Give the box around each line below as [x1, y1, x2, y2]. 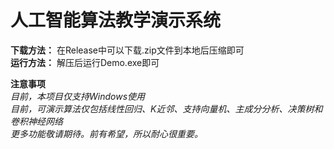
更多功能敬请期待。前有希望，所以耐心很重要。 [10, 127, 203, 140]
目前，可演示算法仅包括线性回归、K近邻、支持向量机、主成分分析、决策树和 [10, 102, 323, 115]
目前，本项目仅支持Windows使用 [10, 90, 146, 102]
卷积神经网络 [10, 115, 63, 127]
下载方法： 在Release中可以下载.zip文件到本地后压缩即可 [10, 44, 245, 56]
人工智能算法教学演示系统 [10, 9, 222, 32]
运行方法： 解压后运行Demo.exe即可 [10, 56, 160, 68]
